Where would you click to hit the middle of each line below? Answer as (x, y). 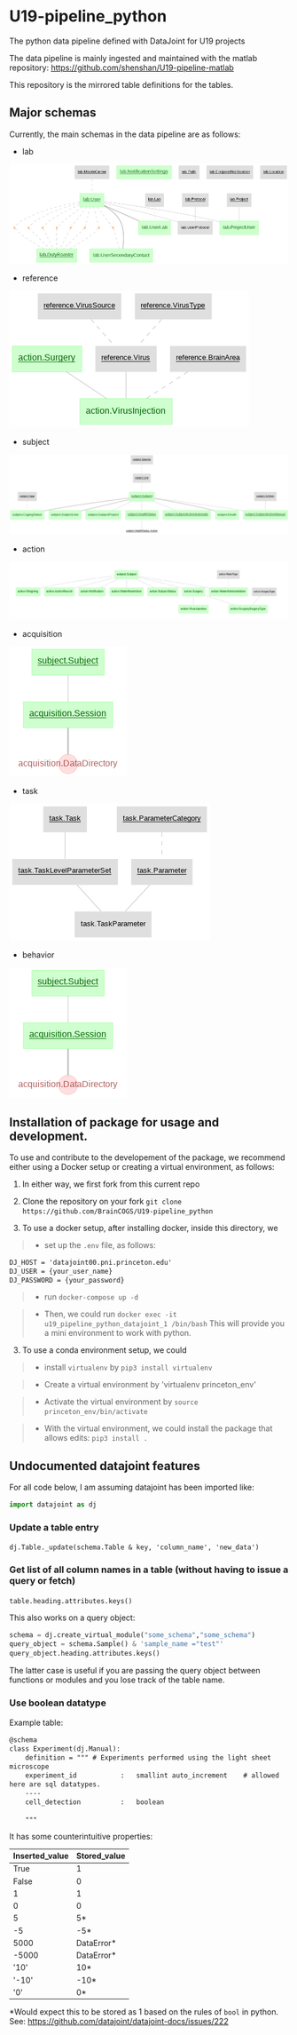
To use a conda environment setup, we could (104, 1350)
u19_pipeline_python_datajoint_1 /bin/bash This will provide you (164, 1324)
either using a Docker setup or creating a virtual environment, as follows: (142, 1167)
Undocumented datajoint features (105, 1466)
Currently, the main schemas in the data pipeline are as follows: (125, 134)
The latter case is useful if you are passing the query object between (135, 1671)
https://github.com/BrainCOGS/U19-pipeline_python (117, 1212)
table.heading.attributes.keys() (71, 1601)
